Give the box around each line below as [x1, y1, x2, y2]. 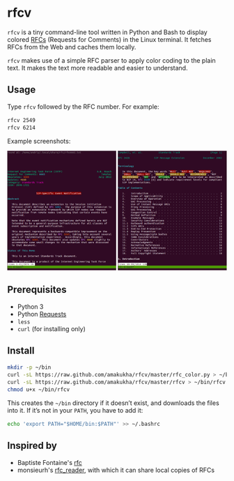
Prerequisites [7, 284, 67, 296]
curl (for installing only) [17, 324, 86, 333]
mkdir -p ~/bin [7, 364, 52, 371]
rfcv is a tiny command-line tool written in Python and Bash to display [7, 28, 208, 36]
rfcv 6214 [7, 124, 36, 131]
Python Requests [17, 310, 67, 318]
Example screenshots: [7, 137, 71, 145]
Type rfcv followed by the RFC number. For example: [7, 102, 159, 111]
